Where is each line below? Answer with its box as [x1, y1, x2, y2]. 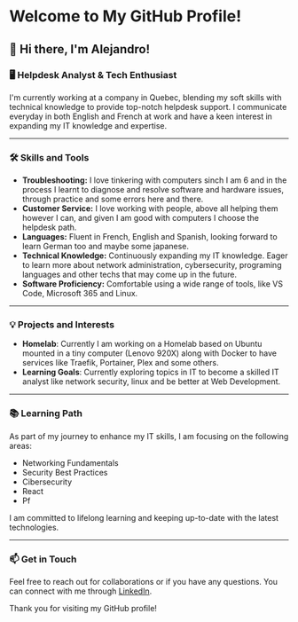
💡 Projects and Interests [9, 319, 115, 331]
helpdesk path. [21, 222, 77, 232]
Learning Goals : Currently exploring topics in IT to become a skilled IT [21, 366, 279, 378]
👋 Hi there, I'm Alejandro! [9, 42, 151, 57]
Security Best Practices [21, 467, 108, 477]
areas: [9, 440, 33, 451]
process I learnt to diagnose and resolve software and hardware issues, [21, 185, 284, 195]
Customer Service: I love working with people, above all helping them [21, 203, 278, 214]
